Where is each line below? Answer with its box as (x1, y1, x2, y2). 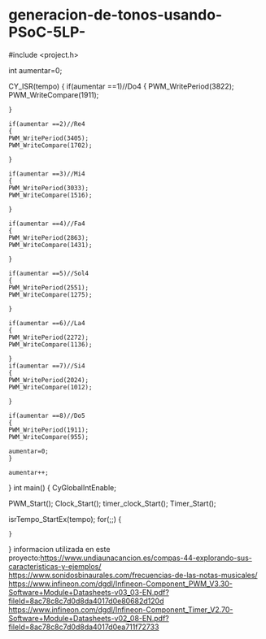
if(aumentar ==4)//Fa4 (8, 220, 85, 228)
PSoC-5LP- (8, 23, 86, 41)
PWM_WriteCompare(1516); (8, 191, 93, 199)
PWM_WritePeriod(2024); (8, 376, 89, 384)
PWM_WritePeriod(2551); (8, 283, 89, 292)
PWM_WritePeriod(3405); (8, 134, 89, 142)
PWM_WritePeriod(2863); (8, 233, 89, 241)
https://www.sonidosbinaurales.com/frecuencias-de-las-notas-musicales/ (8, 570, 258, 580)
